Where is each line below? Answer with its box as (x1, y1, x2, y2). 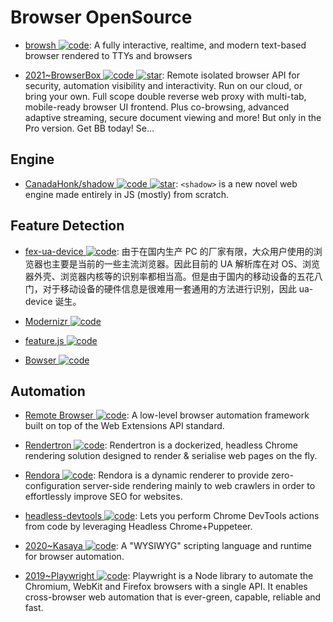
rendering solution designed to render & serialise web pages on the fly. (24, 450, 318, 462)
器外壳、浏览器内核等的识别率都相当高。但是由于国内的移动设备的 (24, 270, 297, 282)
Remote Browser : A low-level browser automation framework (24, 409, 310, 421)
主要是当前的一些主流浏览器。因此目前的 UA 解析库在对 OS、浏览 (51, 257, 321, 270)
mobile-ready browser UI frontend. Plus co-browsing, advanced (24, 101, 290, 113)
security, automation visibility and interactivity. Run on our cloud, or (24, 79, 303, 91)
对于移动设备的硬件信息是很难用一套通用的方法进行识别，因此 (42, 282, 297, 295)
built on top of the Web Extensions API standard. (24, 420, 225, 432)
